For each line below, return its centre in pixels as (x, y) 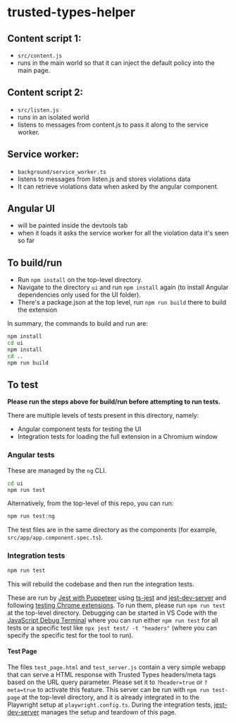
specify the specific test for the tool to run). (70, 635)
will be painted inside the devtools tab (73, 225)
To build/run (35, 263)
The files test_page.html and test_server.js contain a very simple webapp (117, 667)
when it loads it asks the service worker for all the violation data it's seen (123, 233)
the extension (37, 310)
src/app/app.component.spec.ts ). (55, 537)
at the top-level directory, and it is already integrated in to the (110, 697)
